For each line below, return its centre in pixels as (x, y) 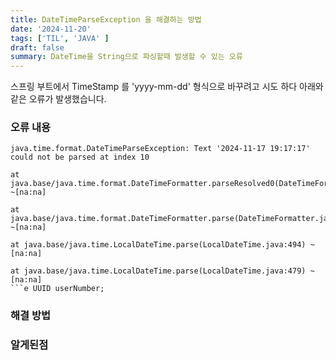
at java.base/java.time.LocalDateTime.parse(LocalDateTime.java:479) (158, 271)
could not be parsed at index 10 (80, 157)
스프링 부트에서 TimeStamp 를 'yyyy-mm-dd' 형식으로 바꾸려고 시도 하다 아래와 (167, 87)
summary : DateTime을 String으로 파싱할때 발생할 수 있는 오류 (126, 57)
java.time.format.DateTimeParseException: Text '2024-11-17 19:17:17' (160, 149)
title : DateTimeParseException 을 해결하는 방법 (106, 19)
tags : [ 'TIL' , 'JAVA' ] (60, 38)
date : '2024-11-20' (51, 29)
